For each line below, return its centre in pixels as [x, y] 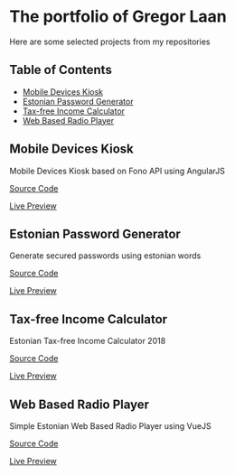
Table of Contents [61, 70]
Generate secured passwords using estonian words [105, 256]
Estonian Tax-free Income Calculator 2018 [88, 341]
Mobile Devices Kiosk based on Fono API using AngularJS [117, 171]
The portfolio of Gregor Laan [118, 17]
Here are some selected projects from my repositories [110, 42]
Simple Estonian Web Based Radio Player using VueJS [110, 426]
